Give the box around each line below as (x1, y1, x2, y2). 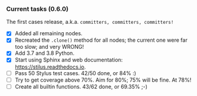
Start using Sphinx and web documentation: (14, 56, 123, 64)
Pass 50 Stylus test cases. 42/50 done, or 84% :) (14, 69, 136, 76)
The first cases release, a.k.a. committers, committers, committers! (6, 18, 174, 26)
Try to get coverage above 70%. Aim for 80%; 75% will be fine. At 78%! (14, 76, 192, 83)
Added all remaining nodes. (14, 30, 82, 37)
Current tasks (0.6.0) (6, 5, 69, 13)
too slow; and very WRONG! (14, 44, 84, 51)
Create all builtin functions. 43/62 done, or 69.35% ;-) (14, 83, 148, 90)
